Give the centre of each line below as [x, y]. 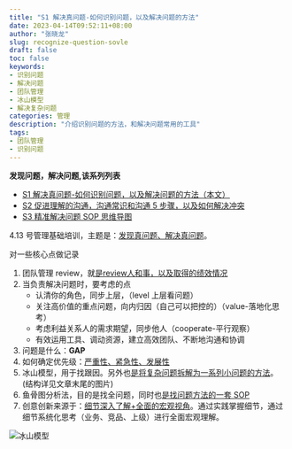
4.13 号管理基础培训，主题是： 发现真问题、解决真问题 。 [111, 235]
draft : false [33, 50]
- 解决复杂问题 [33, 108]
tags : [19, 133]
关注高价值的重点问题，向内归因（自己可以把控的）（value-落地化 [154, 306]
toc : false [29, 58]
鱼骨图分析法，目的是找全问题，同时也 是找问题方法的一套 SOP [136, 394]
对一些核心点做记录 [44, 254]
